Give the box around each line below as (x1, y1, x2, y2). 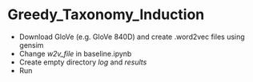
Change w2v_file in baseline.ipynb (18, 49, 132, 58)
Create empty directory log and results (18, 57, 147, 67)
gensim (18, 40, 44, 49)
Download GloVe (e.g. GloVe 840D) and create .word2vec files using (18, 32, 245, 41)
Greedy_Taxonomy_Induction (7, 6, 205, 24)
